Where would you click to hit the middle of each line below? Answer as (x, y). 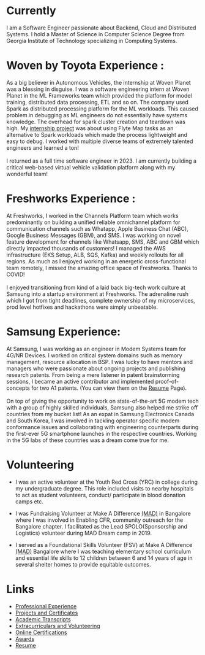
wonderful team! (27, 174)
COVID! (16, 274)
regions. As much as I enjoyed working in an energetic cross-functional (96, 261)
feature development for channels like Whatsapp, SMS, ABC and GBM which (103, 242)
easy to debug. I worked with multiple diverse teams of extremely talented (100, 141)
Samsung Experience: (64, 331)
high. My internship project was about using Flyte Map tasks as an (90, 128)
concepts (18, 388)
